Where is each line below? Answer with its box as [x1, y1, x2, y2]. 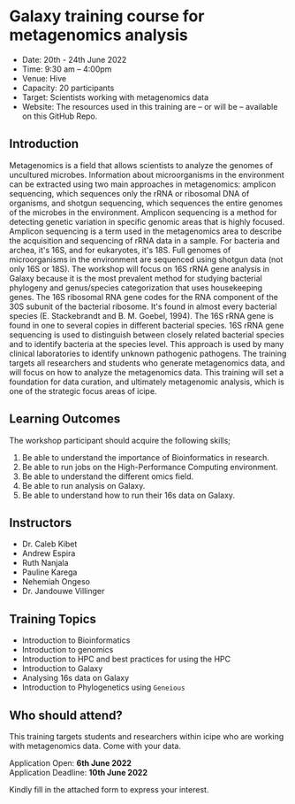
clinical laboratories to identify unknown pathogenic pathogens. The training [9, 348, 287, 359]
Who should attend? [9, 707, 124, 723]
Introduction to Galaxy [21, 663, 103, 674]
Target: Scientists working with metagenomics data [21, 91, 209, 103]
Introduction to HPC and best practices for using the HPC [21, 653, 231, 665]
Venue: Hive [21, 73, 67, 83]
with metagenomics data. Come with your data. [9, 741, 181, 751]
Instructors [9, 515, 72, 530]
